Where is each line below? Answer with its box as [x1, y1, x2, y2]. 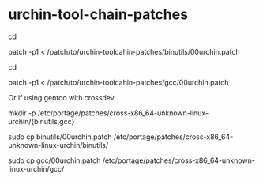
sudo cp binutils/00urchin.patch [8, 132, 112, 141]
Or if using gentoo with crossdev [8, 92, 115, 102]
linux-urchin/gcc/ [8, 164, 65, 173]
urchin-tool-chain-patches [8, 6, 188, 24]
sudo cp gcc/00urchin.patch [8, 156, 101, 165]
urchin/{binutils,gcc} [8, 116, 75, 126]
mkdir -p [8, 108, 36, 118]
